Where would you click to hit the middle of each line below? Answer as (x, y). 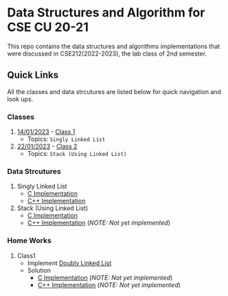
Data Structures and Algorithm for (106, 13)
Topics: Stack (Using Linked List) (77, 154)
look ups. (20, 99)
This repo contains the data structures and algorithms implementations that (114, 46)
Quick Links (33, 75)
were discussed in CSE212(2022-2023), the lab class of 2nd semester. (107, 54)
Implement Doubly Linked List (69, 263)
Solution (39, 270)
